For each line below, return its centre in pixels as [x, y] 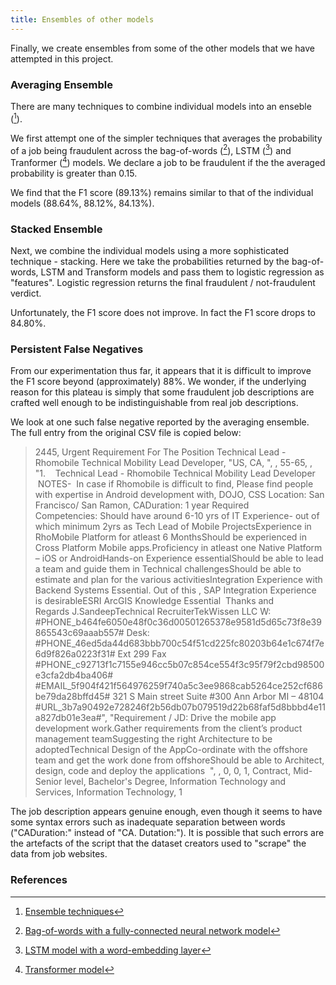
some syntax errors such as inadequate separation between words [148, 822]
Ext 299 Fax [142, 654]
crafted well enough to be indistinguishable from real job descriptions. [154, 403]
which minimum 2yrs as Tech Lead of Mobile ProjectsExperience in [173, 527]
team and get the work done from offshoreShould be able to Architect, [179, 760]
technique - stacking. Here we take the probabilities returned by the [150, 262]
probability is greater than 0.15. [74, 173]
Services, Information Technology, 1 [108, 792]
